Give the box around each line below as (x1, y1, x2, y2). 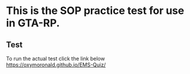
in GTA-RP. (6, 16, 60, 30)
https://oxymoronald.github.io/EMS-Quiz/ (6, 61, 106, 68)
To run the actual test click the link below (6, 55, 106, 62)
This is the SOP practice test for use (6, 4, 185, 17)
